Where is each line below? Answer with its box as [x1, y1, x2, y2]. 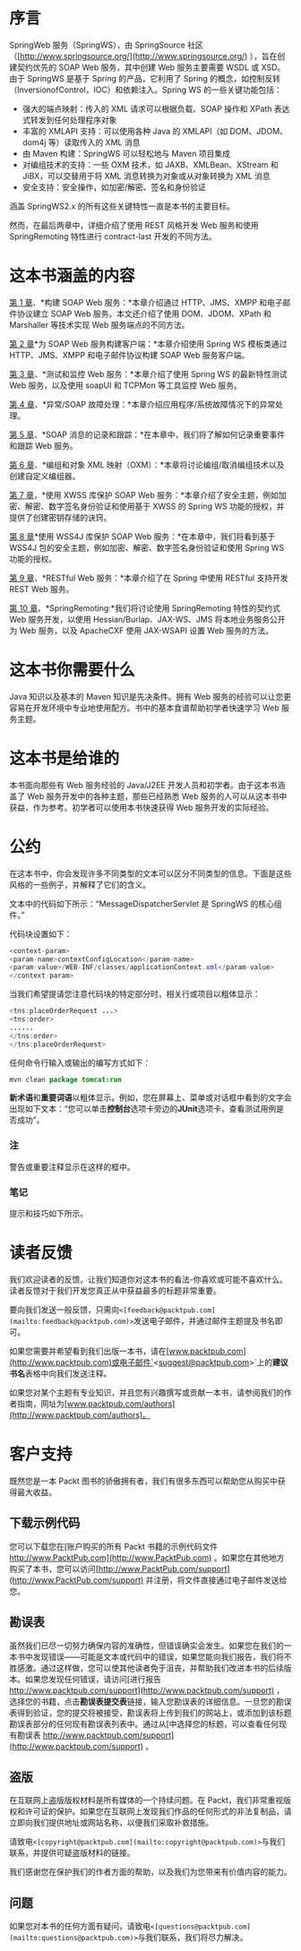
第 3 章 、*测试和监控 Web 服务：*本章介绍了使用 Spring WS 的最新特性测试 [9, 368, 288, 379]
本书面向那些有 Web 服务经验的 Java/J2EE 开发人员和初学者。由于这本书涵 [9, 779, 286, 790]
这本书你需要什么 [9, 660, 136, 681]
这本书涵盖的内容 [9, 266, 136, 287]
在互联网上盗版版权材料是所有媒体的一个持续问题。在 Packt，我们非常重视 [9, 1795, 284, 1806]
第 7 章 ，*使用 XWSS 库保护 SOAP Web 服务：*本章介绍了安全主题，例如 [9, 489, 279, 500]
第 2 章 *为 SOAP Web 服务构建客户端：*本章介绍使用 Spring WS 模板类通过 [9, 338, 288, 349]
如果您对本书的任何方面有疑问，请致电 [9, 1921, 150, 1931]
